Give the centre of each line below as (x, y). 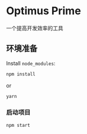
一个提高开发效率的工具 (35, 28)
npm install (21, 74)
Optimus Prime (43, 11)
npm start (18, 125)
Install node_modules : (31, 63)
